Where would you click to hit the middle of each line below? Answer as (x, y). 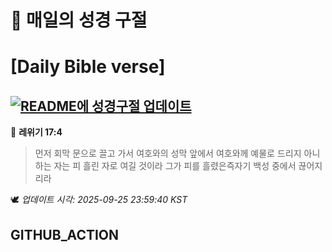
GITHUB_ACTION (65, 234)
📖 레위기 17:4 (36, 132)
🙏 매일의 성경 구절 (79, 20)
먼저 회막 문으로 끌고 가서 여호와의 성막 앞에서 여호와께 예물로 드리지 (168, 153)
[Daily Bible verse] (88, 67)
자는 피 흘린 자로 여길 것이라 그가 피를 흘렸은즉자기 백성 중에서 (175, 166)
